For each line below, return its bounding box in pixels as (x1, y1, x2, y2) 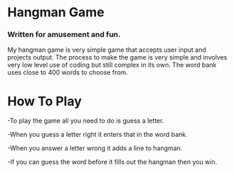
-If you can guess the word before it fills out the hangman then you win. (7, 157, 218, 167)
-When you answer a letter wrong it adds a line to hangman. (7, 144, 183, 152)
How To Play (7, 93, 82, 109)
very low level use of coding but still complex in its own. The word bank (7, 61, 217, 69)
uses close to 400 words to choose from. (7, 68, 128, 77)
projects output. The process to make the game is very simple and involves (7, 53, 228, 62)
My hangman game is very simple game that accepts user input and (7, 45, 206, 54)
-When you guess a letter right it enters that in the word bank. (7, 130, 188, 139)
